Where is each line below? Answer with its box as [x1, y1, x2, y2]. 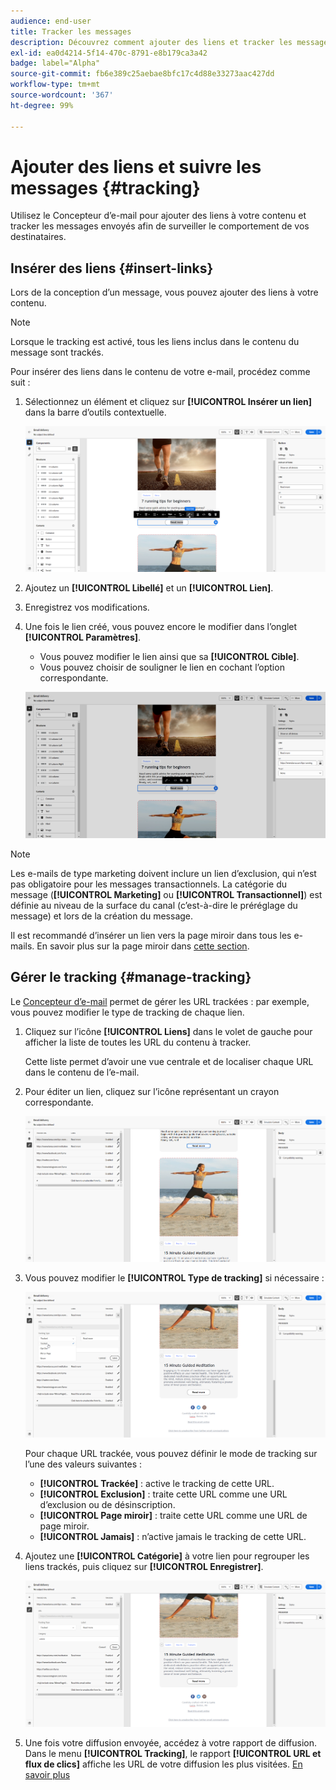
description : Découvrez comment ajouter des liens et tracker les [10, 37, 293, 47]
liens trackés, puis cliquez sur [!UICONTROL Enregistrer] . [24, 1561, 264, 1573]
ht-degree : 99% [10, 100, 74, 110]
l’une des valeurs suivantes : [24, 1458, 143, 1470]
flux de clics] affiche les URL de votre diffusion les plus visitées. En [24, 1758, 303, 1770]
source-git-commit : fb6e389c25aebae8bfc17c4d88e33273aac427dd [10, 69, 275, 79]
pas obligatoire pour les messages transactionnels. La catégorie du [10, 878, 288, 890]
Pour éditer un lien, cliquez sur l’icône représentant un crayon [24, 1085, 280, 1097]
